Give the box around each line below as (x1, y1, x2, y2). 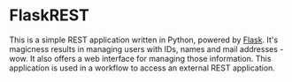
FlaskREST (9, 5, 90, 26)
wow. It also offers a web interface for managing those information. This (9, 53, 272, 63)
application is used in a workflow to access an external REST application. (9, 63, 276, 73)
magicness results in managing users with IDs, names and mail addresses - (9, 43, 284, 54)
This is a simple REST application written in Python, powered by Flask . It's (9, 34, 279, 45)
